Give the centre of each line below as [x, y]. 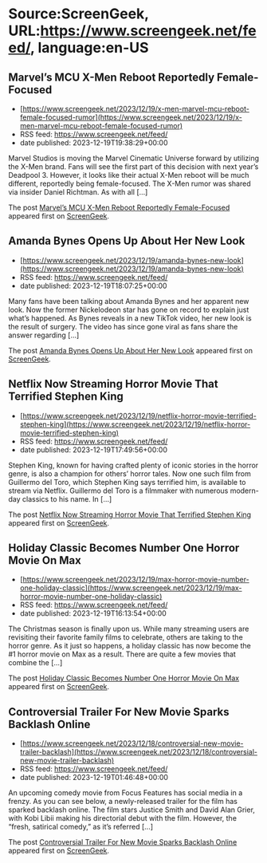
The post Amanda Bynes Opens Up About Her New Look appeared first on [131, 350]
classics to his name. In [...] [67, 498]
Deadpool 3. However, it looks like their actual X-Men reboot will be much [129, 175]
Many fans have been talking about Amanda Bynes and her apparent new [129, 301]
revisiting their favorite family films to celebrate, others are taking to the [126, 637]
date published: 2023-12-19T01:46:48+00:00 [94, 778]
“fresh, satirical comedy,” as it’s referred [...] [81, 827]
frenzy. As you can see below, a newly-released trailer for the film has [123, 802]
